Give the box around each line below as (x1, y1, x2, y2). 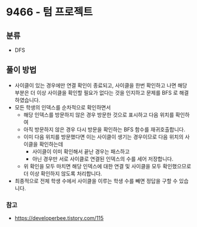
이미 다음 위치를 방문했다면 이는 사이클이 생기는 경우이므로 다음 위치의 (23, 133, 184, 140)
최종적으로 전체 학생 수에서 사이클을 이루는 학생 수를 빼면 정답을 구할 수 (14, 177, 178, 184)
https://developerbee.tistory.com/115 (14, 215, 104, 222)
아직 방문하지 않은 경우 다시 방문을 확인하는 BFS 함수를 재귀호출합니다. (23, 126, 185, 133)
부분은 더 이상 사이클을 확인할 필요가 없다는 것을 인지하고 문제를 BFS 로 (14, 89, 178, 96)
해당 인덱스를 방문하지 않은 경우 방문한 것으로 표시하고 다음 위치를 (23, 111, 175, 118)
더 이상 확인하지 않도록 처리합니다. (23, 170, 102, 177)
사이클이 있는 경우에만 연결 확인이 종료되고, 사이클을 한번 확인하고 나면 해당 (14, 82, 188, 89)
